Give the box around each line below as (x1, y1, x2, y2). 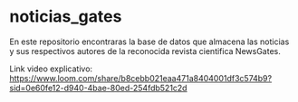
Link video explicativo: (9, 63, 93, 74)
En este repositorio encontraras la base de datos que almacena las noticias (9, 36, 290, 47)
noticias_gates (9, 6, 122, 27)
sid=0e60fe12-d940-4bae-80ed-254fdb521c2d (9, 82, 187, 93)
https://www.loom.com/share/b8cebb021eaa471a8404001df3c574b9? (9, 72, 273, 83)
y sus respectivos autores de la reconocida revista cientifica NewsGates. (9, 45, 281, 56)
